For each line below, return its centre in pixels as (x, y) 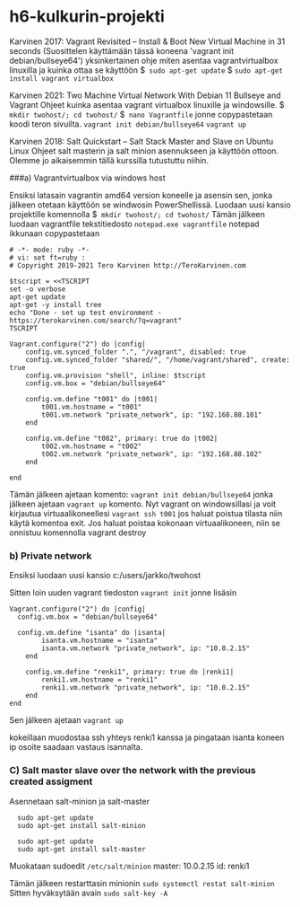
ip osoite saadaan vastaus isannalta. (76, 747)
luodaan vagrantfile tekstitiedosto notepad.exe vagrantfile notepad (134, 224)
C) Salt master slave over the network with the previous (133, 771)
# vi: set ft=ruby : (48, 258)
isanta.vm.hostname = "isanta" (100, 641)
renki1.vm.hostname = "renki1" (100, 680)
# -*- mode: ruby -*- (50, 250)
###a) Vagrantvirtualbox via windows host (87, 178)
